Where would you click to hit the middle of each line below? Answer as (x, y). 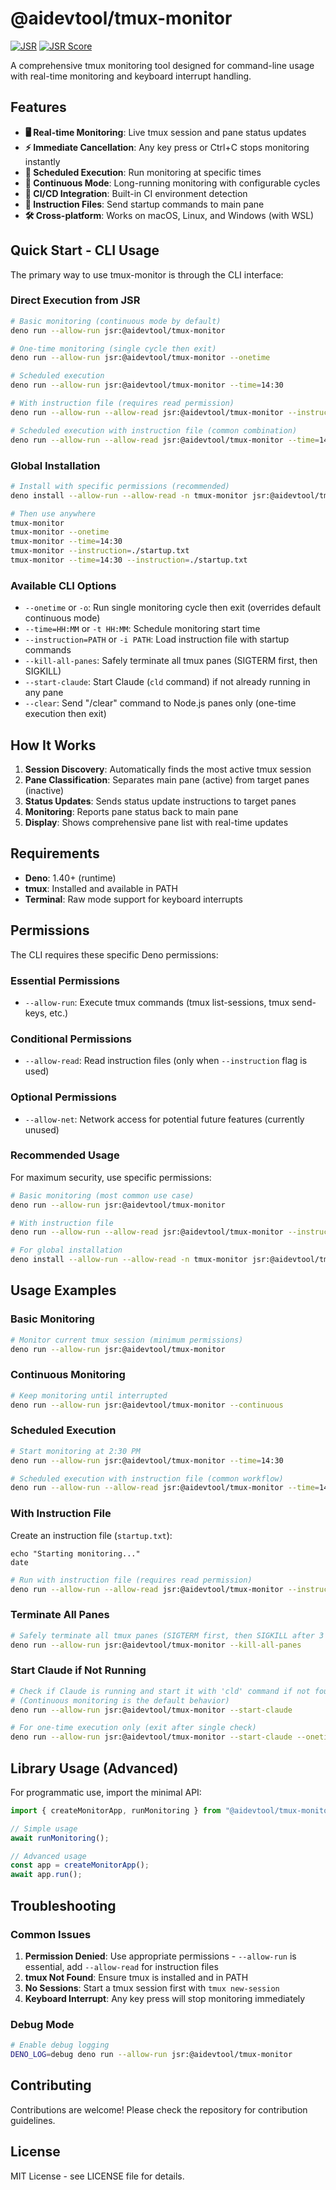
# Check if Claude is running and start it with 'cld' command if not (160, 1691)
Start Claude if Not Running (78, 1670)
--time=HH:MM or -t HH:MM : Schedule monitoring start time (142, 629)
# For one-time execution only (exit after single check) (133, 1728)
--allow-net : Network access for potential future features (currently (164, 1119)
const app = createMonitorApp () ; (80, 1865)
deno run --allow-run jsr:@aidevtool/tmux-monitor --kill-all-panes (156, 1645)
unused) (42, 1129)
